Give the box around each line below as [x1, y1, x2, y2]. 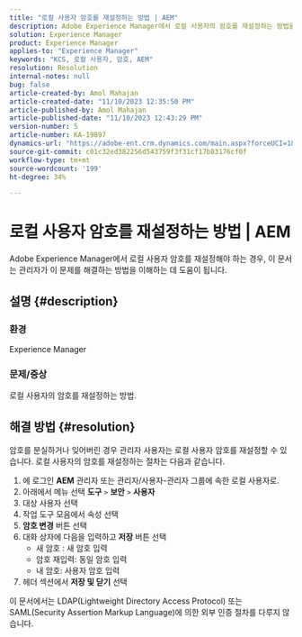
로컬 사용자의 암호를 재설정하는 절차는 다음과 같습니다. [35, 456, 226, 467]
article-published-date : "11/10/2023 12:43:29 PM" [9, 114, 203, 123]
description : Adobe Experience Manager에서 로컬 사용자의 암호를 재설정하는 [9, 22, 273, 31]
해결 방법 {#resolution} [9, 419, 136, 434]
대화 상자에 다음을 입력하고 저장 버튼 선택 [22, 531, 167, 541]
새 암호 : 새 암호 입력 [35, 542, 108, 553]
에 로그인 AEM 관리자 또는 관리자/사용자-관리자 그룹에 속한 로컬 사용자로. [22, 475, 280, 486]
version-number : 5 [9, 123, 78, 132]
